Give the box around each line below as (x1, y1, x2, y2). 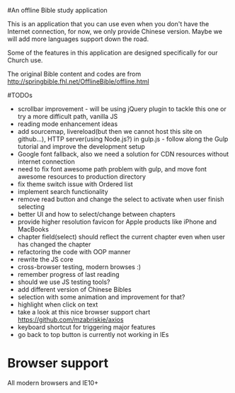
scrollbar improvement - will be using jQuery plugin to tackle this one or (17, 105, 227, 113)
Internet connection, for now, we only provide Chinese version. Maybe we (7, 28, 223, 35)
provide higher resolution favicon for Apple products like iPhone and (17, 217, 217, 226)
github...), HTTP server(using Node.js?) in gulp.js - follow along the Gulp (17, 135, 229, 143)
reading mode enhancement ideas (17, 120, 118, 128)
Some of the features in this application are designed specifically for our (7, 49, 218, 57)
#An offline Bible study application (7, 6, 108, 14)
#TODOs (7, 91, 33, 99)
